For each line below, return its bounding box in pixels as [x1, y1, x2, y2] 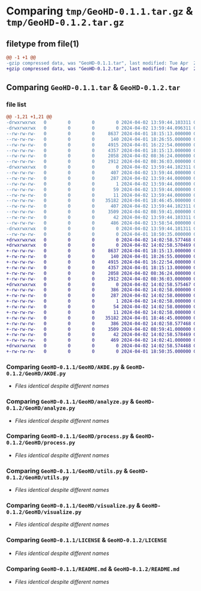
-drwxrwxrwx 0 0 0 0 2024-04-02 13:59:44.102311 [6, 164, 191, 171]
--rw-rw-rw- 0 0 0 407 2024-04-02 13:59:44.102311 [6, 203, 191, 210]
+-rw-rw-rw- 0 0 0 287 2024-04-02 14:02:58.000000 [6, 292, 191, 299]
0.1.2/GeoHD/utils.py [6, 474, 69, 481]
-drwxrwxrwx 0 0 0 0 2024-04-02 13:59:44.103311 [6, 120, 191, 126]
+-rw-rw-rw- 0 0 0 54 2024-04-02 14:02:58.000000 [6, 304, 191, 310]
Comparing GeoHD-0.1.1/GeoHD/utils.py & [6, 467, 129, 475]
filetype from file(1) [6, 38, 80, 49]
